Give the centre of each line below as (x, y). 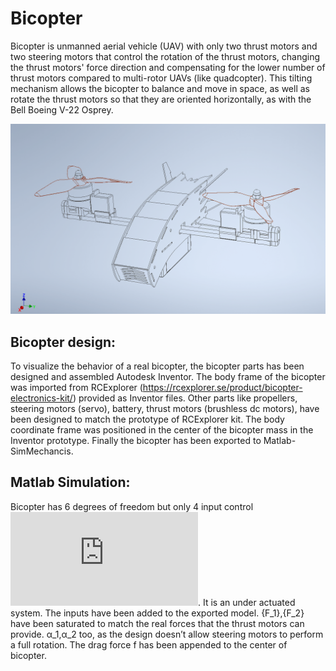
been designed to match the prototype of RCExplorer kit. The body (147, 419)
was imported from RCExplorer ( (76, 387)
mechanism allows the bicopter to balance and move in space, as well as (160, 88)
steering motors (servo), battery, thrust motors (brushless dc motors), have (165, 408)
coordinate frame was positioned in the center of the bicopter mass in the (162, 429)
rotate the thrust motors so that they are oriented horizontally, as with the (161, 99)
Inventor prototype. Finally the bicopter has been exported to (136, 440)
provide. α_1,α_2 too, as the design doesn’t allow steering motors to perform (167, 634)
